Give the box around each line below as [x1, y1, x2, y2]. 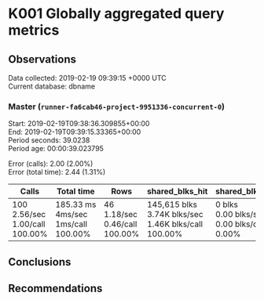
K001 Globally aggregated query [8, 5, 225, 23]
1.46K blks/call [146, 219, 203, 230]
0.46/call [103, 219, 137, 230]
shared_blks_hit [146, 186, 208, 197]
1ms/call [54, 219, 88, 230]
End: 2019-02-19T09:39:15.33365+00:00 [8, 127, 141, 137]
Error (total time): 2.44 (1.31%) [8, 168, 106, 177]
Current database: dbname [8, 81, 96, 91]
